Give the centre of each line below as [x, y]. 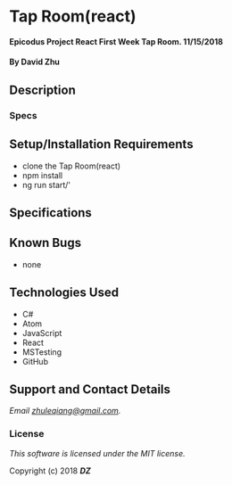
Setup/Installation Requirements [101, 144]
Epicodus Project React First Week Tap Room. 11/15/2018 [116, 41]
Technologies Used [64, 293]
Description [42, 90]
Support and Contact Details [90, 389]
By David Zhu [35, 62]
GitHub [35, 361]
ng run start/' [46, 185]
